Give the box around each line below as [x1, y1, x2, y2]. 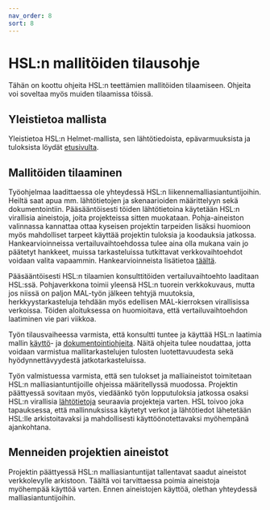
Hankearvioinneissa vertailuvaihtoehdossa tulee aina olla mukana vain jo [8, 238, 249, 248]
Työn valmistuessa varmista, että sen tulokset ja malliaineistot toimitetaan [8, 371, 252, 381]
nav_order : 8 [8, 11, 52, 20]
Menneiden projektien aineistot [8, 446, 169, 459]
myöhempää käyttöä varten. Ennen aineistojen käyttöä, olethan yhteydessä [8, 484, 258, 494]
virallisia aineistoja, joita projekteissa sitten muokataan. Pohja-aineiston [8, 213, 244, 222]
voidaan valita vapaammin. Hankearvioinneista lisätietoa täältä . [8, 255, 218, 266]
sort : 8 [8, 19, 35, 27]
